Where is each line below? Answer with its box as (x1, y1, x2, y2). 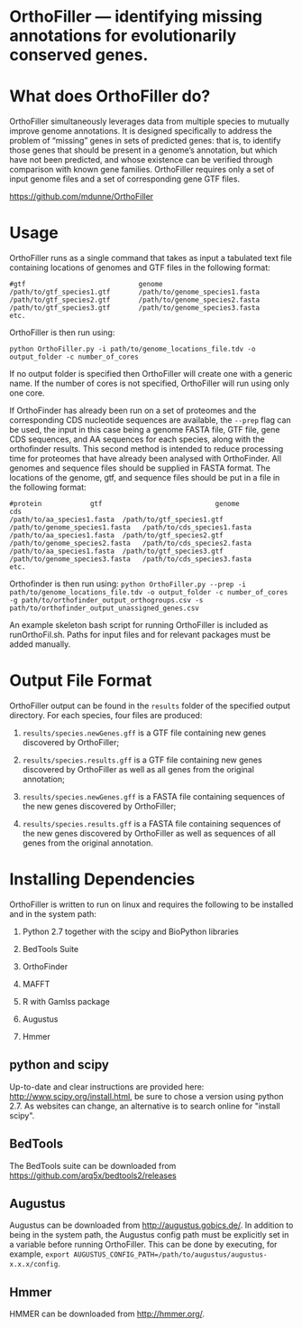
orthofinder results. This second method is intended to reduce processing (9, 444, 284, 454)
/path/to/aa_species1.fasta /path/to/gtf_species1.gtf (9, 515, 224, 525)
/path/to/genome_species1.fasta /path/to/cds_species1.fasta (9, 523, 252, 532)
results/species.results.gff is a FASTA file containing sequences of (22, 818, 281, 828)
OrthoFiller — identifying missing (9, 6, 263, 27)
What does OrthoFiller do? (9, 86, 211, 107)
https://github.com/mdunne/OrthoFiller (9, 192, 154, 202)
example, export (9, 1249, 70, 1259)
